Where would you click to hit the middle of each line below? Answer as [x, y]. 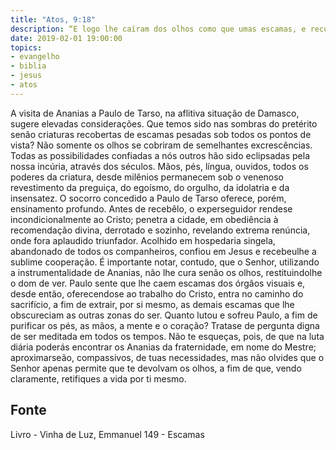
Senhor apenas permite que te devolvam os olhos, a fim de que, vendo [156, 368]
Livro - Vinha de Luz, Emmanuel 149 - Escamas [107, 434]
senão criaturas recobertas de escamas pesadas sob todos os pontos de [161, 134]
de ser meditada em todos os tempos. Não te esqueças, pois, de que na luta [167, 336]
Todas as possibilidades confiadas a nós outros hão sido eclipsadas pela [160, 155]
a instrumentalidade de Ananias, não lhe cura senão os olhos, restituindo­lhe [166, 272]
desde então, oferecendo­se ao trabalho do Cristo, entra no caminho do [157, 293]
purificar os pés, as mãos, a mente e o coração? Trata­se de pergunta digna [165, 325]
